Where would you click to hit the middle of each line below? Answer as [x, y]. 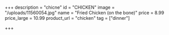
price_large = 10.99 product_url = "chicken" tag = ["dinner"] [67, 18]
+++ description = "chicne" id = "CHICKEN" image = [60, 7]
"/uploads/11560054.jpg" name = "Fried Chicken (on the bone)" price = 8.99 [84, 13]
